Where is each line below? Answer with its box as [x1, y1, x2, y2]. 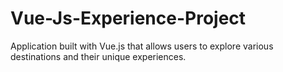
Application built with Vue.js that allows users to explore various [10, 40, 274, 52]
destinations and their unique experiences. [10, 50, 187, 62]
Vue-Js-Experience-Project [10, 7, 247, 30]
